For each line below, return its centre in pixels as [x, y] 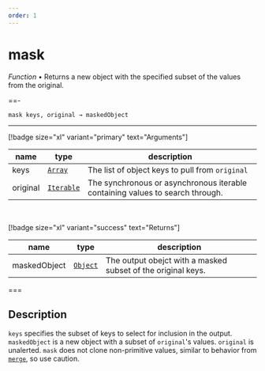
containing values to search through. [155, 192]
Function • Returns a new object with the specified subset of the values [125, 77]
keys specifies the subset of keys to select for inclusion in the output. [120, 334]
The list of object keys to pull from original [168, 169]
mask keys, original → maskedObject [68, 115]
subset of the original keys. [155, 270]
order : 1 [22, 15]
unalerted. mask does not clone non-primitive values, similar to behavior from [132, 350]
